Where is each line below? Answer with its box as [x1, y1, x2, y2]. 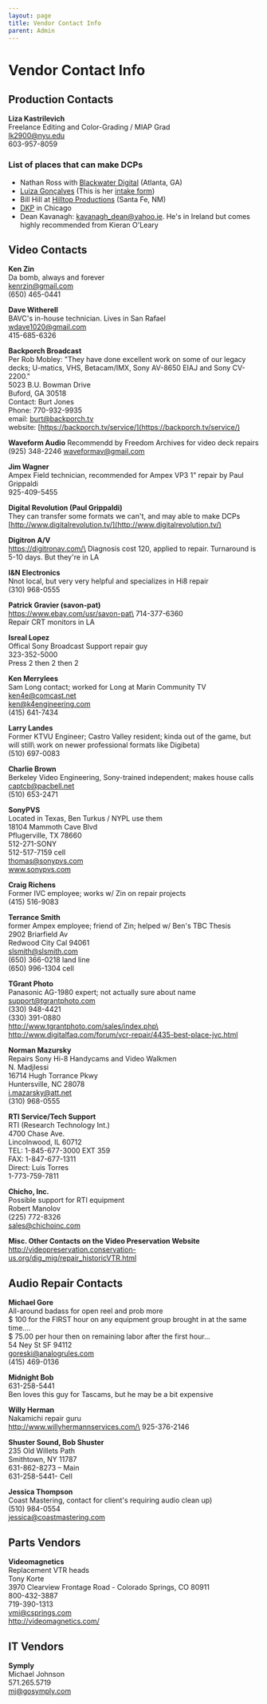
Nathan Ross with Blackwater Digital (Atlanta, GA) [19, 177, 183, 187]
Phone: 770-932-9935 [8, 405, 82, 416]
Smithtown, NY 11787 [8, 1455, 77, 1464]
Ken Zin [8, 265, 34, 274]
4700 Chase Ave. [8, 1129, 65, 1139]
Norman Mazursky [8, 1045, 72, 1055]
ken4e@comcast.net [8, 691, 77, 700]
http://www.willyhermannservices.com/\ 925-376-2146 [8, 1422, 190, 1431]
